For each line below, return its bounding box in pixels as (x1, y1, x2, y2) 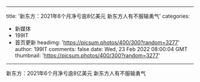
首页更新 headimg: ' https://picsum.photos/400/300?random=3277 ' (14, 39, 180, 46)
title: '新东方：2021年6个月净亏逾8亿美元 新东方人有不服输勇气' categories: (6, 12, 190, 20)
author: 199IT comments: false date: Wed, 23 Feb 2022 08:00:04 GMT (14, 46, 187, 52)
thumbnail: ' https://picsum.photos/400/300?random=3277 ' (14, 52, 161, 59)
